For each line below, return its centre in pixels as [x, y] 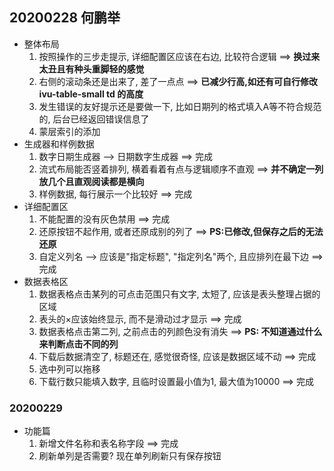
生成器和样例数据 [59, 144]
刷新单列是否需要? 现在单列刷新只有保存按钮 [130, 456]
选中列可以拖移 [69, 369]
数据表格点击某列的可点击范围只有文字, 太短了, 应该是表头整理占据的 [179, 294]
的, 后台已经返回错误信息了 [94, 119]
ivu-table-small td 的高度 [91, 94]
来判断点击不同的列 [78, 344]
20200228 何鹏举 [65, 18]
